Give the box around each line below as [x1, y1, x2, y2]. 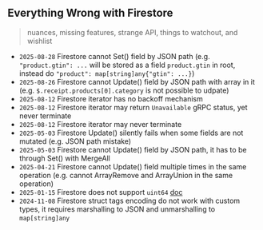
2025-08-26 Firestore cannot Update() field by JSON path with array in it [18, 77, 255, 86]
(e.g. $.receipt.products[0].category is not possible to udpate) [18, 85, 229, 95]
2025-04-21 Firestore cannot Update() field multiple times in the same [18, 161, 247, 171]
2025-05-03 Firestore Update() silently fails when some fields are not [18, 128, 244, 137]
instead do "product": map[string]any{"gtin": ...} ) [18, 68, 195, 78]
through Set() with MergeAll [18, 153, 111, 163]
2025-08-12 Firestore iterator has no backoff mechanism [18, 93, 203, 103]
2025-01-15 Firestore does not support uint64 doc [18, 187, 183, 196]
